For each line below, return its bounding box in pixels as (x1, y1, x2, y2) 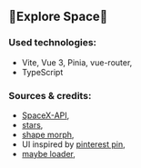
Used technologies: (8, 36, 97, 49)
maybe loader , (21, 148, 76, 159)
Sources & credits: (8, 89, 92, 102)
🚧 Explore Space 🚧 (8, 9, 108, 25)
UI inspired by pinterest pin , (21, 138, 126, 150)
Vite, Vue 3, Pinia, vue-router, (21, 56, 133, 68)
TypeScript (21, 66, 64, 77)
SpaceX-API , (21, 110, 70, 121)
